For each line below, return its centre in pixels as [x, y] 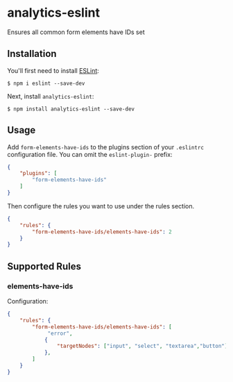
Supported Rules [44, 266]
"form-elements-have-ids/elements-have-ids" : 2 [102, 232]
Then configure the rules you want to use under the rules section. [101, 206]
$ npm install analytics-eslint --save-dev [71, 109]
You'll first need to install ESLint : [53, 70]
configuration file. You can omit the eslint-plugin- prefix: [90, 154]
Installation [32, 54]
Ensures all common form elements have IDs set [76, 32]
